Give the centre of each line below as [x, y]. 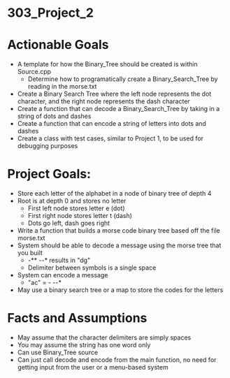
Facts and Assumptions [77, 318]
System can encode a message [63, 275]
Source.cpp [34, 72]
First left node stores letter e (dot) [76, 208]
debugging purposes [48, 146]
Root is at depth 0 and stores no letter [72, 201]
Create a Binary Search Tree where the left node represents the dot [114, 94]
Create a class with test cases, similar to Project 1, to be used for [110, 138]
